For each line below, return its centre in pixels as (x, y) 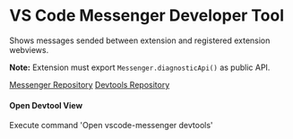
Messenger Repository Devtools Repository (90, 84)
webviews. (29, 49)
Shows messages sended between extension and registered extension (140, 40)
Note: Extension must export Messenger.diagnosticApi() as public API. (140, 67)
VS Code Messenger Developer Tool (147, 16)
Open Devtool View (46, 105)
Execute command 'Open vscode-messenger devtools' (111, 126)
